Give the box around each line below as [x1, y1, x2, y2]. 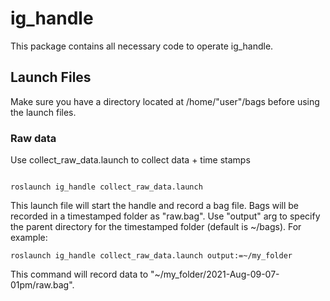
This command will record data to [10, 268, 149, 281]
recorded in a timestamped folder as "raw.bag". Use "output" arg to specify [10, 210, 321, 222]
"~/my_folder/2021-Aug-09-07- [149, 268, 280, 281]
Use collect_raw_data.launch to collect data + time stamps [10, 154, 251, 166]
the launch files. [10, 106, 77, 118]
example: [10, 232, 48, 244]
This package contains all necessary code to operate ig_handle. [10, 40, 274, 52]
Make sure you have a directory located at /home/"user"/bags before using [10, 95, 320, 107]
